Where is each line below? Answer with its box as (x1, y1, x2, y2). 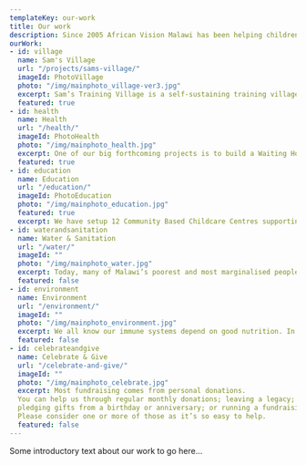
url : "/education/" (17, 183, 92, 192)
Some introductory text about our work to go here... (9, 445, 203, 456)
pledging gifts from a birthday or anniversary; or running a (17, 403, 259, 413)
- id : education (9, 166, 71, 175)
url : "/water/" (17, 243, 76, 252)
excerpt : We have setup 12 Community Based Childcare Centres (17, 216, 259, 226)
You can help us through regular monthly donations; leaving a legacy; (17, 395, 296, 404)
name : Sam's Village (17, 56, 96, 65)
